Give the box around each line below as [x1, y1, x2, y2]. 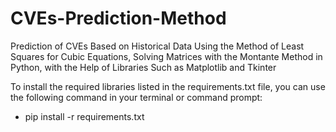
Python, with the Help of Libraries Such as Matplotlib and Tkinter [10, 61, 277, 73]
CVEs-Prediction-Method [10, 7, 227, 30]
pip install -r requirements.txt [24, 110, 145, 122]
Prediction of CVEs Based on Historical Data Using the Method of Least [10, 40, 305, 52]
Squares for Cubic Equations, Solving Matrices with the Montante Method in [10, 50, 323, 62]
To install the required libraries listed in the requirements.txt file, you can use [10, 80, 326, 92]
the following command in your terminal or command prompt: [10, 91, 263, 103]
